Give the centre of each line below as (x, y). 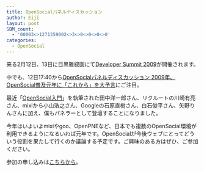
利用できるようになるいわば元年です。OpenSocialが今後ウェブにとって (95, 133)
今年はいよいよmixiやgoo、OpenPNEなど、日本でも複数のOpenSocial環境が (102, 126)
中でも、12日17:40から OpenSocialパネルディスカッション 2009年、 (91, 77)
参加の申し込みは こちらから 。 (44, 162)
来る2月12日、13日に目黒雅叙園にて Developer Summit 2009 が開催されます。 (103, 64)
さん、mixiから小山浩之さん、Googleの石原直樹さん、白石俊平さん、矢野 (98, 105)
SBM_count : (20, 29)
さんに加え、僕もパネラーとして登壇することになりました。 (86, 113)
